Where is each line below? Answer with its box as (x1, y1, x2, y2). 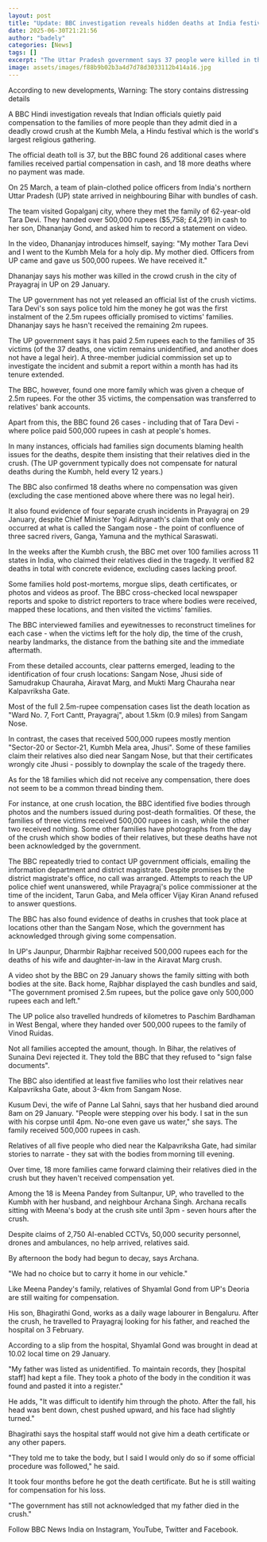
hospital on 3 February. (8, 1325, 84, 1334)
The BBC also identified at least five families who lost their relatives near (8, 1076, 244, 1086)
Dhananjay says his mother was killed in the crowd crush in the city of (8, 271, 237, 280)
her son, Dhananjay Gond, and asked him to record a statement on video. (8, 223, 248, 233)
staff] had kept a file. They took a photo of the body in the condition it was (8, 1372, 251, 1382)
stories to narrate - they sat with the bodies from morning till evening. (8, 1149, 235, 1159)
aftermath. (8, 645, 42, 655)
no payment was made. (8, 166, 85, 176)
